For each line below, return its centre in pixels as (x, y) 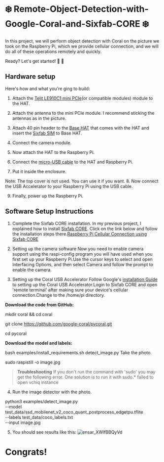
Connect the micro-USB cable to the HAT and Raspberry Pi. (73, 162)
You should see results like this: (44, 432)
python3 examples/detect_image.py (41, 401)
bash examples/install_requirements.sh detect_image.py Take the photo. (78, 352)
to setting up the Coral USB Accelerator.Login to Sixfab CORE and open (85, 284)
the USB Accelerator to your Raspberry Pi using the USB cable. (69, 186)
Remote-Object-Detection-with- (81, 9)
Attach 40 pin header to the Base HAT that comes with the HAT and (81, 128)
